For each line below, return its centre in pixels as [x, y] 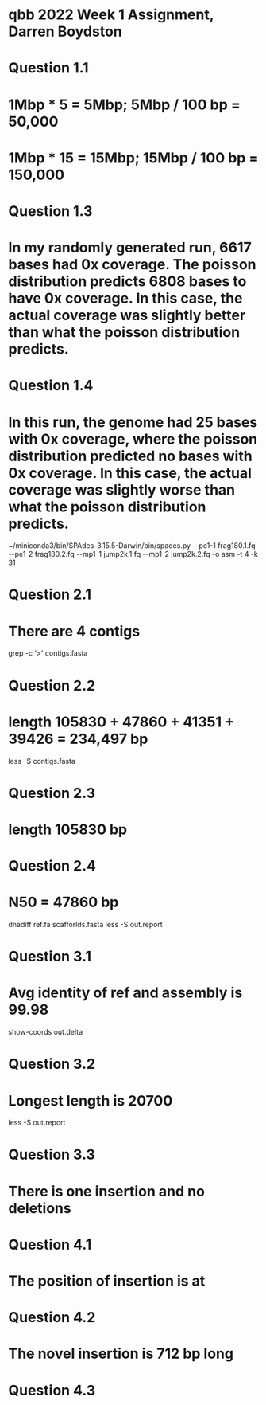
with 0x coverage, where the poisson [133, 439]
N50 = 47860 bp [64, 902]
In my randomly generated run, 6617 [130, 248]
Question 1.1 [48, 68]
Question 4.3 [52, 1390]
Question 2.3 [52, 793]
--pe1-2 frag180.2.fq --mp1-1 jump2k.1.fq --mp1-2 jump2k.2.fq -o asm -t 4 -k [133, 554]
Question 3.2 [52, 1064]
